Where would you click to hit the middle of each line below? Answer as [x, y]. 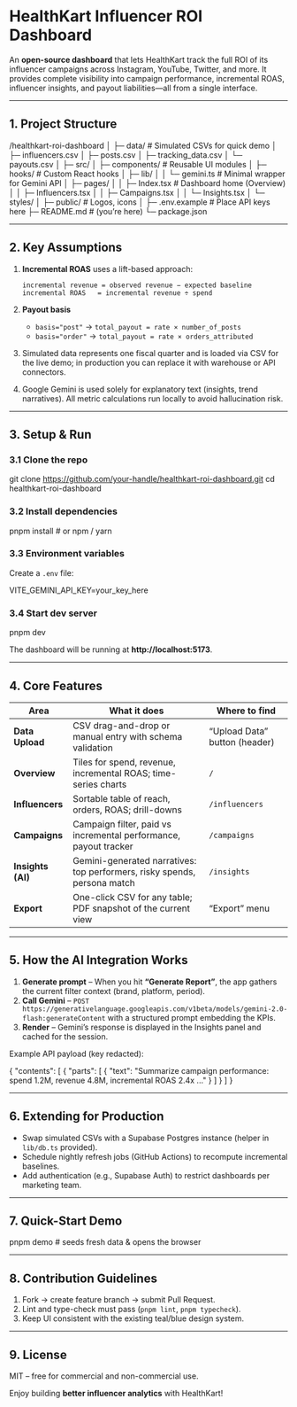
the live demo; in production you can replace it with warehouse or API [148, 362]
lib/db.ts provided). [60, 1147]
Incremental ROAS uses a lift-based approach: [107, 268]
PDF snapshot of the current [131, 908]
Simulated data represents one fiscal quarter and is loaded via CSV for [150, 353]
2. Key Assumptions [66, 248]
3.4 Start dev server [53, 613]
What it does [137, 711]
